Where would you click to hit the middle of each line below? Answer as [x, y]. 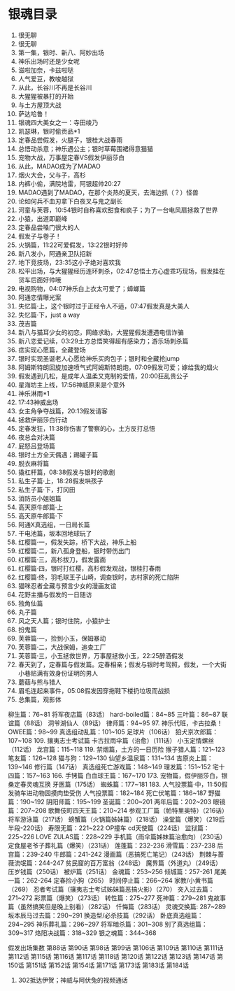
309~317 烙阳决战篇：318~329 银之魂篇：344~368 [82, 933]
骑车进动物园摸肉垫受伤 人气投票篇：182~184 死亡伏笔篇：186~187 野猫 [117, 793]
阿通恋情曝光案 [40, 297]
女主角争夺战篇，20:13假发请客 [63, 411]
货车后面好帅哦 [40, 280]
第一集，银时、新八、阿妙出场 [61, 52]
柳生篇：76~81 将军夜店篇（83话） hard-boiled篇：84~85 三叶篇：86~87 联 [118, 714]
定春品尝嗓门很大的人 [49, 227]
